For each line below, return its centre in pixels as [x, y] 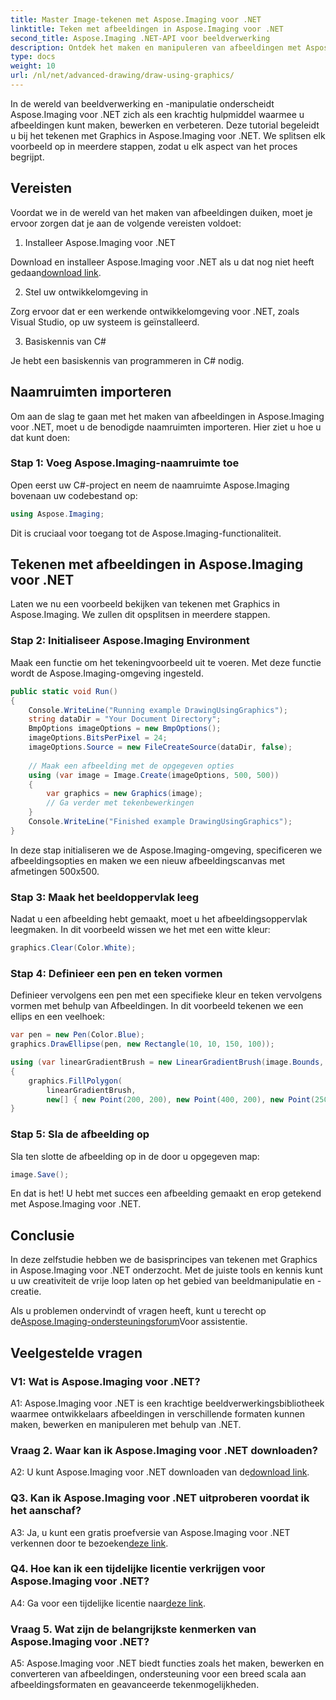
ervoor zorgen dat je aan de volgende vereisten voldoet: [126, 223]
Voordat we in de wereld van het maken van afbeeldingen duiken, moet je [161, 212]
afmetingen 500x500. [55, 871]
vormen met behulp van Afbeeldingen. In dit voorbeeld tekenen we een [157, 1006]
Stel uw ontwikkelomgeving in [86, 292]
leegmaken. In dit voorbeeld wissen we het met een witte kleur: [140, 930]
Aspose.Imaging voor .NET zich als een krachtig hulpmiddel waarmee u [157, 114]
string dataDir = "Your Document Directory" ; [125, 719]
